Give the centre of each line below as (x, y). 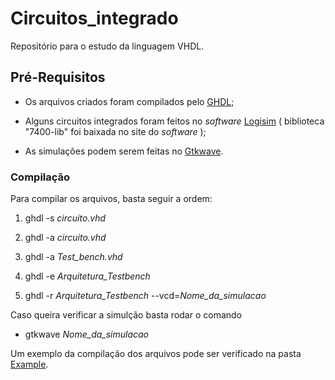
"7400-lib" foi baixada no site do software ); (115, 131)
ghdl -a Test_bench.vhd (73, 257)
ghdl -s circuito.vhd (65, 218)
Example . (29, 364)
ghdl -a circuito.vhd (65, 238)
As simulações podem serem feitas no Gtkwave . (124, 151)
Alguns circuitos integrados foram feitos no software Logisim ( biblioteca (174, 121)
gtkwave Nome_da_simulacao (86, 334)
